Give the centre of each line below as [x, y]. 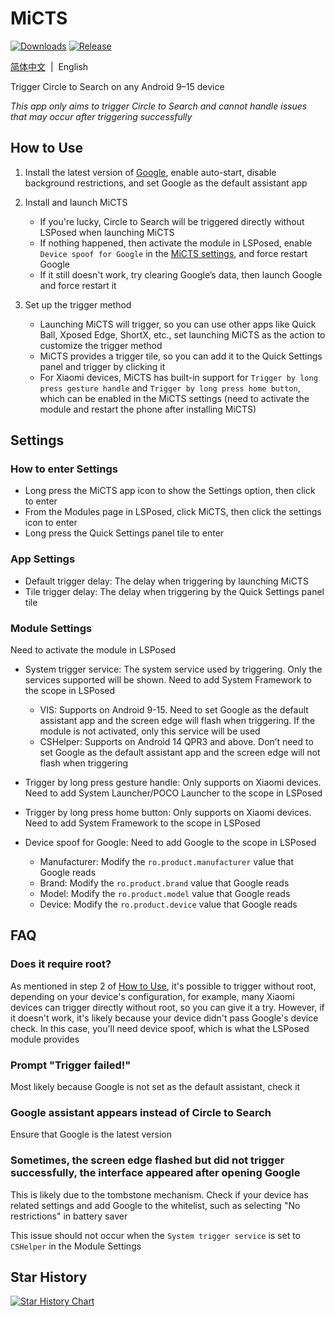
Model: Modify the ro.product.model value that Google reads [165, 894]
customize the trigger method [101, 345]
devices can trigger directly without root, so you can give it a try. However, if [167, 1007]
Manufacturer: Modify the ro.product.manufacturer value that [167, 862]
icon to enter [51, 523]
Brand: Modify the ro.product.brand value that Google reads [164, 883]
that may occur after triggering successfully [101, 116]
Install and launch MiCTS [76, 202]
